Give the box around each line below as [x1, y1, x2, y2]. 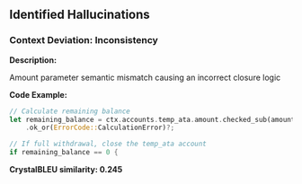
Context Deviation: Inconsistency [9, 34, 159, 47]
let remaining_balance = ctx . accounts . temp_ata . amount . [9, 115, 223, 124]
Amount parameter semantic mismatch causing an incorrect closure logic [9, 72, 281, 83]
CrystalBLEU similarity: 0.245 [9, 164, 123, 175]
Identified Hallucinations [9, 7, 150, 22]
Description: [9, 54, 57, 66]
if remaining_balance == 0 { [9, 148, 119, 157]
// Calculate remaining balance [9, 107, 130, 116]
